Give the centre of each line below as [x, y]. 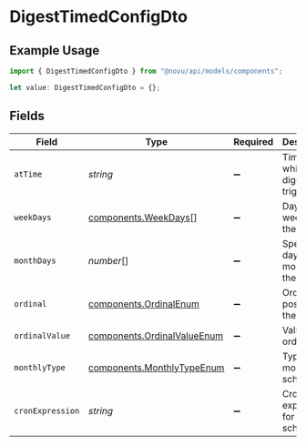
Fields [27, 116]
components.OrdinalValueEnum [156, 336]
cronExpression [47, 411]
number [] [108, 260]
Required [254, 141]
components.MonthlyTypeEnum [156, 368]
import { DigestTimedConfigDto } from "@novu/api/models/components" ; [146, 71]
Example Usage [55, 51]
